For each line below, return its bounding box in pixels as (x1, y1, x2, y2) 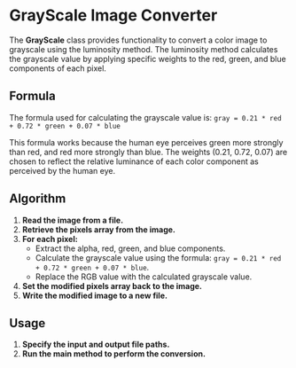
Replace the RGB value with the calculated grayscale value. (35, 271, 253, 282)
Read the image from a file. (21, 215, 124, 225)
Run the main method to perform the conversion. (21, 348, 206, 359)
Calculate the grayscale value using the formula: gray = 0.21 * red (35, 252, 282, 262)
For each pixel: (21, 233, 78, 244)
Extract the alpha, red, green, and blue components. (35, 243, 226, 254)
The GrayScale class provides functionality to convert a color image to (9, 35, 268, 45)
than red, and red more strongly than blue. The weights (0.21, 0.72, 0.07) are (9, 146, 288, 157)
